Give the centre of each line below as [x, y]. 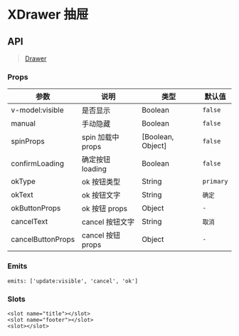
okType [23, 181]
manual [23, 123]
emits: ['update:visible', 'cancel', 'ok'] [73, 281]
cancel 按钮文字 [108, 222]
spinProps [28, 141]
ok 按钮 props [105, 209]
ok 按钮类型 [101, 182]
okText [22, 195]
